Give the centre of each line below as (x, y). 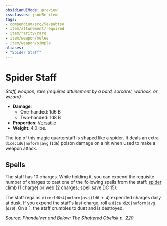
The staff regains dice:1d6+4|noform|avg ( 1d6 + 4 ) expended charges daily (83, 198)
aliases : (14, 48)
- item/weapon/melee (27, 39)
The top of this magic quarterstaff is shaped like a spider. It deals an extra (82, 138)
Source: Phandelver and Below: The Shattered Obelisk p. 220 (69, 218)
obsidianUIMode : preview (31, 10)
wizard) (13, 97)
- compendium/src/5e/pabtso (35, 24)
